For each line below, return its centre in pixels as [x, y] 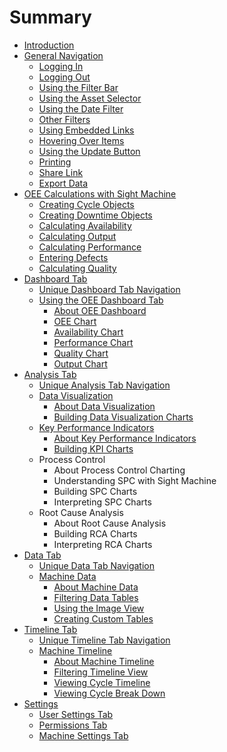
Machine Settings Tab [83, 735]
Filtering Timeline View [101, 672]
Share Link [61, 172]
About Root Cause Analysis [110, 523]
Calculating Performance [90, 247]
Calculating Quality [77, 268]
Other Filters [64, 119]
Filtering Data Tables [96, 597]
